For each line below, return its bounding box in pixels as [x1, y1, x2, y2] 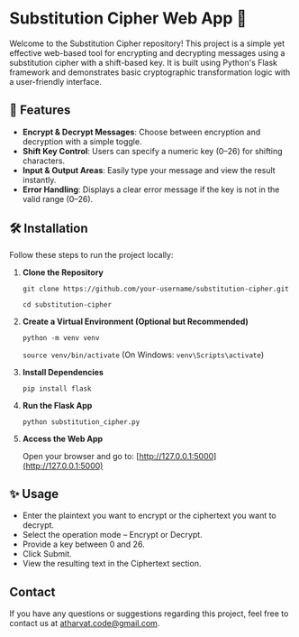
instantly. [22, 174, 57, 185]
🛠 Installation [9, 221, 88, 236]
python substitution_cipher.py [22, 417, 140, 427]
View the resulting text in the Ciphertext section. [22, 559, 202, 569]
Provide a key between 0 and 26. [22, 539, 146, 549]
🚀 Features [9, 103, 71, 118]
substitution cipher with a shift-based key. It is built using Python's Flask [9, 57, 277, 68]
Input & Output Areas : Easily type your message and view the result [22, 164, 276, 175]
